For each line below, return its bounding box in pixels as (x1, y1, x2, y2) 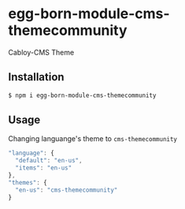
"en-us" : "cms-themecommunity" (15, 186, 118, 194)
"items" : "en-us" (15, 164, 72, 172)
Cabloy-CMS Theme (8, 47, 75, 57)
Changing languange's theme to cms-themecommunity (8, 134, 178, 144)
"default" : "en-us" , (15, 157, 83, 165)
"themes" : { (8, 178, 47, 186)
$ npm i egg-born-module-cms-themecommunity (8, 91, 157, 99)
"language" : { (8, 149, 55, 158)
